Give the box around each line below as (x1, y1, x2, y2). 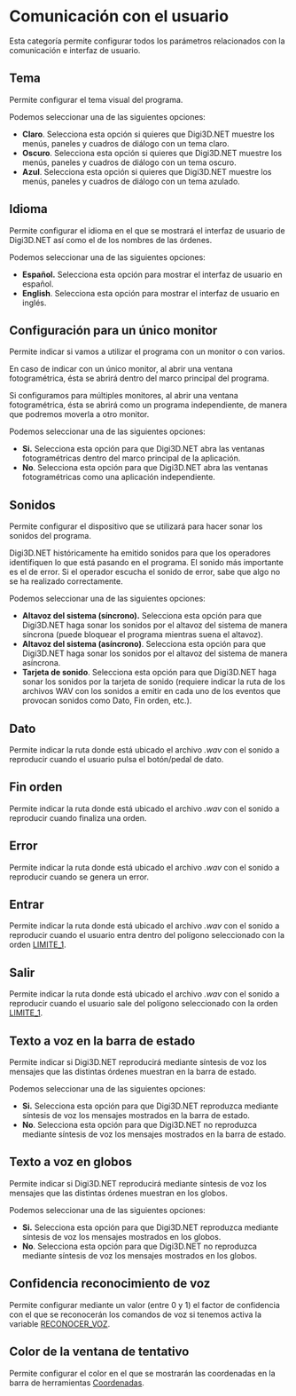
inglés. (21, 297, 47, 308)
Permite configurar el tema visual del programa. (9, 94, 183, 105)
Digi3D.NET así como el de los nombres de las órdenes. (9, 234, 213, 245)
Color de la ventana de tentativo (9, 1345, 190, 1360)
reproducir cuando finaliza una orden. (9, 812, 147, 823)
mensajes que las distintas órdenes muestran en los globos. (9, 1187, 228, 1198)
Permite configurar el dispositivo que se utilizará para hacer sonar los (9, 521, 263, 532)
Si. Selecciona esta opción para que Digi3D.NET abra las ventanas (21, 444, 266, 454)
